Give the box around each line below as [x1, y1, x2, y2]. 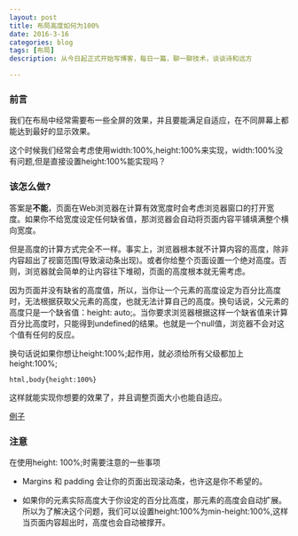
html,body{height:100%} [9, 375, 98, 384]
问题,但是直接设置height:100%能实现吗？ [16, 156, 167, 167]
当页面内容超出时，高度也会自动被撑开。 [21, 516, 170, 527]
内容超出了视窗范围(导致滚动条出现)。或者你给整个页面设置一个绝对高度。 [9, 254, 279, 265]
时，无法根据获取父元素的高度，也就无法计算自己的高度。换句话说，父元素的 [9, 295, 289, 307]
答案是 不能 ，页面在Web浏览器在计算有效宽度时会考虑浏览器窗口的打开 [9, 202, 267, 213]
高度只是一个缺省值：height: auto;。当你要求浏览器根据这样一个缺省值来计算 [9, 307, 288, 317]
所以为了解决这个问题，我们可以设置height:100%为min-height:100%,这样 [21, 506, 289, 516]
